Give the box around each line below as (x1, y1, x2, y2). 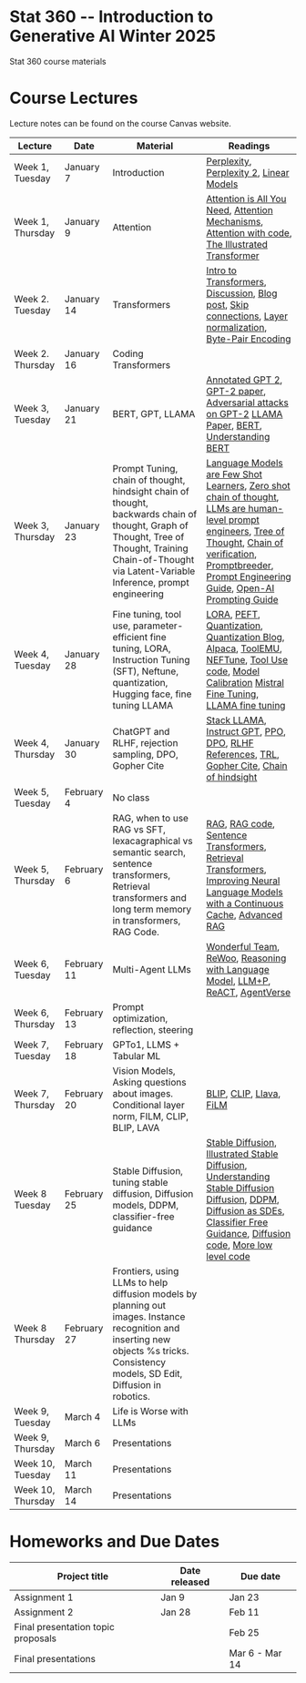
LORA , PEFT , (206, 607, 261, 620)
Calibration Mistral (206, 676, 285, 688)
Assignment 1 (14, 1591, 74, 1604)
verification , (206, 547, 258, 560)
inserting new (112, 1332, 171, 1345)
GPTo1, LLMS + (112, 1038, 180, 1051)
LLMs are (206, 502, 246, 515)
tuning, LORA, (112, 642, 171, 655)
